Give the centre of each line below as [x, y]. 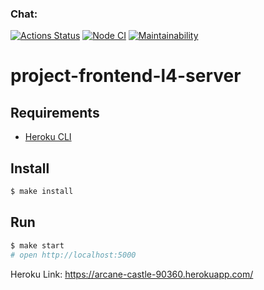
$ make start [37, 245]
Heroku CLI [48, 137]
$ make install [42, 192]
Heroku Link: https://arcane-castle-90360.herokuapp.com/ [132, 274]
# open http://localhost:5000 [73, 255]
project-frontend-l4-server [126, 76]
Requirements [55, 112]
